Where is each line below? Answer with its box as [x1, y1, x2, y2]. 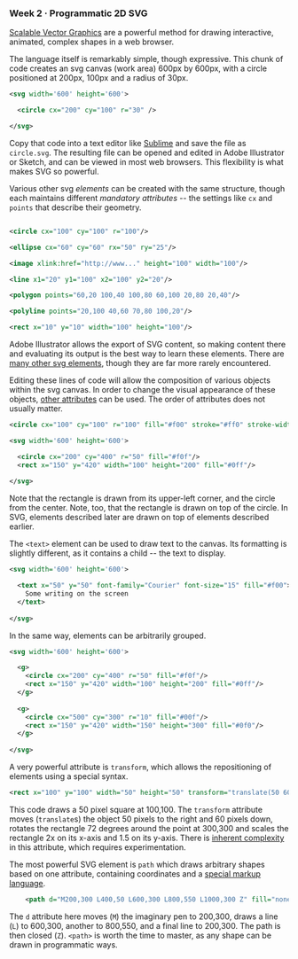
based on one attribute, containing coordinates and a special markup [9, 868, 262, 879]
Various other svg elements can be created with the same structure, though [9, 183, 286, 193]
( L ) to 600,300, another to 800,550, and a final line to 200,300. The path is [9, 920, 281, 931]
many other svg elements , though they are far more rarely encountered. [9, 358, 271, 369]
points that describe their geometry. [9, 202, 142, 213]
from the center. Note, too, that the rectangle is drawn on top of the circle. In [9, 503, 288, 513]
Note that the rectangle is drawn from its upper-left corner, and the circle [9, 493, 276, 503]
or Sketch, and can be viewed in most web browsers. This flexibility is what [9, 156, 284, 167]
